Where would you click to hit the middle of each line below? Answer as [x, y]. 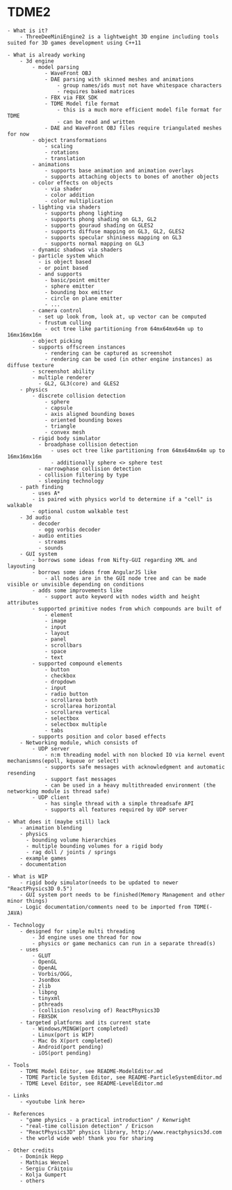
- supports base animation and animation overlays [119, 170]
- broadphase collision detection [88, 444]
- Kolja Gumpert [43, 1175]
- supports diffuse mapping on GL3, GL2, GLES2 [115, 231]
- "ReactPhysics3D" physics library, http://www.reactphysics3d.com [121, 1132]
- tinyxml [46, 998]
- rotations [61, 152]
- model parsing [56, 67]
